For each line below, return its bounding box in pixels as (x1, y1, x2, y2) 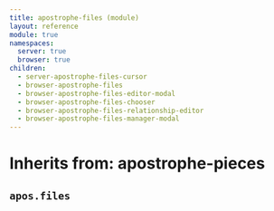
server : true (17, 47, 67, 56)
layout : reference (9, 22, 79, 31)
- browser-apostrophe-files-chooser (17, 97, 156, 107)
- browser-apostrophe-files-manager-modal (17, 114, 180, 123)
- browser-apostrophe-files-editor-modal (17, 89, 176, 98)
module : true (9, 30, 59, 39)
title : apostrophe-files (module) (9, 13, 140, 23)
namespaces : (9, 38, 54, 48)
